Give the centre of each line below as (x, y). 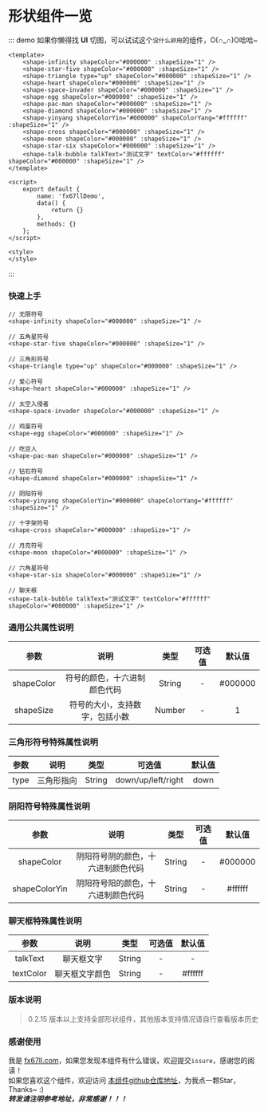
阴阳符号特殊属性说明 (49, 806)
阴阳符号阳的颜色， (112, 884)
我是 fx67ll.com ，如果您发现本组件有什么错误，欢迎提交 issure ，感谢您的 (128, 1061)
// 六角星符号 (29, 568)
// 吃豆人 (23, 449)
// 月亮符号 (26, 546)
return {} (67, 210)
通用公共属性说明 (41, 628)
